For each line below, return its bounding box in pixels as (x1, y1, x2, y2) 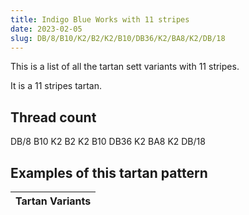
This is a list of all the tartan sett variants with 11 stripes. (10, 61, 240, 73)
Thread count (10, 109, 97, 126)
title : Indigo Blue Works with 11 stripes (10, 14, 190, 25)
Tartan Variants (15, 194, 92, 208)
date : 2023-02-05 (10, 24, 83, 34)
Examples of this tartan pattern (10, 164, 208, 181)
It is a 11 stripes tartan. (10, 80, 102, 92)
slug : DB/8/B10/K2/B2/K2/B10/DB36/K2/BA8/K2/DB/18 (10, 33, 226, 43)
